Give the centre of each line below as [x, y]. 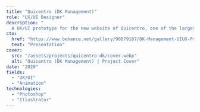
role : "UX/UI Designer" [36, 17]
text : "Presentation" [38, 45]
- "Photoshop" [29, 94]
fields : [16, 72]
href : [18, 39]
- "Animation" [29, 84]
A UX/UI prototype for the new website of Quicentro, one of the [94, 28]
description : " [25, 23]
